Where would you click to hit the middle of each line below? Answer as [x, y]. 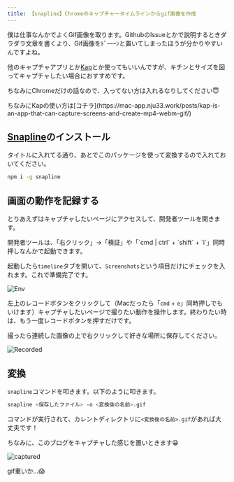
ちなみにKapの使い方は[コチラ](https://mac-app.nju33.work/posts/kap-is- [114, 105]
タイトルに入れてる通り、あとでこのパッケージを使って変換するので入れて [114, 155]
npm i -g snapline [34, 177]
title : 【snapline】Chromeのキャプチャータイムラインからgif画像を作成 [102, 14]
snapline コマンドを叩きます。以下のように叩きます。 [83, 391]
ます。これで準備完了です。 [52, 275]
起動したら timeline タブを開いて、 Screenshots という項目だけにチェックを [113, 266]
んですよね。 [25, 52]
